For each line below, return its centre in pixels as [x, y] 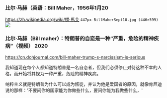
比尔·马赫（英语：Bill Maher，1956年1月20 [57, 7]
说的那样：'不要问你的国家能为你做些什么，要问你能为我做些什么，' [74, 90]
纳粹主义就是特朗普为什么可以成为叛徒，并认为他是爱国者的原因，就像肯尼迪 [83, 84]
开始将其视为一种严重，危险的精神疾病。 [59, 73]
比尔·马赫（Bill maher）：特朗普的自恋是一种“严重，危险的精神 [80, 39]
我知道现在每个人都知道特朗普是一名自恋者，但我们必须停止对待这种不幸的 [81, 67]
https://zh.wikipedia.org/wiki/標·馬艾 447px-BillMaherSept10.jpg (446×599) [82, 20]
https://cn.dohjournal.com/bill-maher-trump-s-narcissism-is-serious [75, 57]
